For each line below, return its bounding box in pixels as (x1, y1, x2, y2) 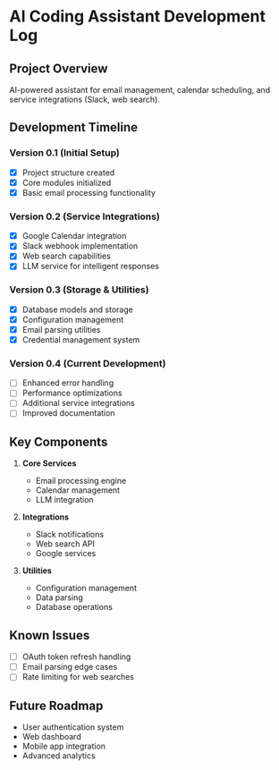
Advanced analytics (21, 750, 96, 761)
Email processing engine (35, 476, 127, 487)
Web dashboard (21, 732, 82, 742)
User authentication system (21, 722, 124, 732)
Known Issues (9, 628, 90, 643)
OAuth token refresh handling (21, 651, 131, 663)
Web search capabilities (21, 250, 112, 261)
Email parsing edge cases (21, 662, 118, 673)
